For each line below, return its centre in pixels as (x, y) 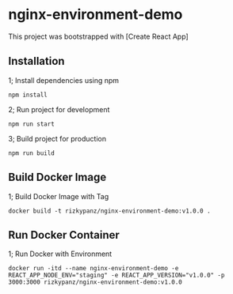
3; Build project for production (57, 138)
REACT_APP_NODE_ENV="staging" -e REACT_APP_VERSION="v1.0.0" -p (116, 275)
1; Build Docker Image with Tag (59, 196)
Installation (36, 61)
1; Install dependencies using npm (64, 80)
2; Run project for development (59, 109)
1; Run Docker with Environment (60, 254)
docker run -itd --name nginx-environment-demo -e (94, 269)
